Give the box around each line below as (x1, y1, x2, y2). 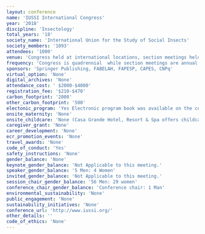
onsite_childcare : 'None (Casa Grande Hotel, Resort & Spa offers (6, 116, 179, 122)
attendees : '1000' (6, 49, 53, 55)
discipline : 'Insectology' (6, 26, 75, 32)
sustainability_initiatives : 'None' (6, 202, 99, 208)
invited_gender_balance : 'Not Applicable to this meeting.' (6, 173, 163, 180)
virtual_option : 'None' (6, 71, 67, 77)
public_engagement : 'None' (6, 196, 75, 202)
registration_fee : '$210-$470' (6, 88, 86, 94)
